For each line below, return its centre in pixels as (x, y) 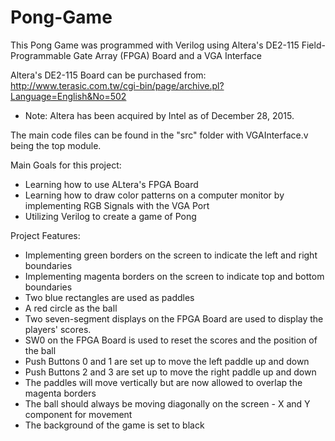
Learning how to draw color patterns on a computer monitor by (154, 195)
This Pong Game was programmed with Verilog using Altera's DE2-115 (155, 45)
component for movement (78, 414)
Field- (313, 45)
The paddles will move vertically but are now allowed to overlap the (163, 382)
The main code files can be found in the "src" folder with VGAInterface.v (159, 135)
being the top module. (56, 145)
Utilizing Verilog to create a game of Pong (110, 216)
